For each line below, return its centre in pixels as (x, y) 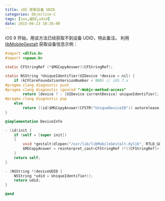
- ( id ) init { (18, 130)
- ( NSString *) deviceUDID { (34, 171)
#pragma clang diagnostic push (37, 85)
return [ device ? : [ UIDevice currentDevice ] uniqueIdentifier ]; (91, 94)
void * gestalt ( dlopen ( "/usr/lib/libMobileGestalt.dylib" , (83, 144)
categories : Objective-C (30, 14)
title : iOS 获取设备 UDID (30, 10)
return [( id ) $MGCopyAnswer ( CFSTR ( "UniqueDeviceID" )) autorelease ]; (93, 108)
